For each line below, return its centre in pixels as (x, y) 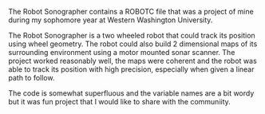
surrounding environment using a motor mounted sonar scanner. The (122, 52)
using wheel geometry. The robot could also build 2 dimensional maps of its (133, 44)
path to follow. (32, 78)
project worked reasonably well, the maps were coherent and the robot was (132, 61)
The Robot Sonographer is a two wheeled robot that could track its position (132, 35)
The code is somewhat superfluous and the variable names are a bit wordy (131, 93)
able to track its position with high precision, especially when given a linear (131, 69)
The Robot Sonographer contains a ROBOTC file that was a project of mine (131, 12)
